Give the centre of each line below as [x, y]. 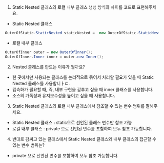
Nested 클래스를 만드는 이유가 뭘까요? [49, 67]
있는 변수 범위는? [28, 145]
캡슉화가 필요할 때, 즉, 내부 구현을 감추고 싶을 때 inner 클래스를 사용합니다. [83, 89]
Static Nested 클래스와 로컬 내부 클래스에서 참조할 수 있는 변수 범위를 [78, 106]
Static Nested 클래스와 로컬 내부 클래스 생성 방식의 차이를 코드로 [74, 7]
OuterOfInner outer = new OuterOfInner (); [49, 52]
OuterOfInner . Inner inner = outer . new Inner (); [54, 57]
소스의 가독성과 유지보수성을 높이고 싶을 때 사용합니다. [64, 95]
